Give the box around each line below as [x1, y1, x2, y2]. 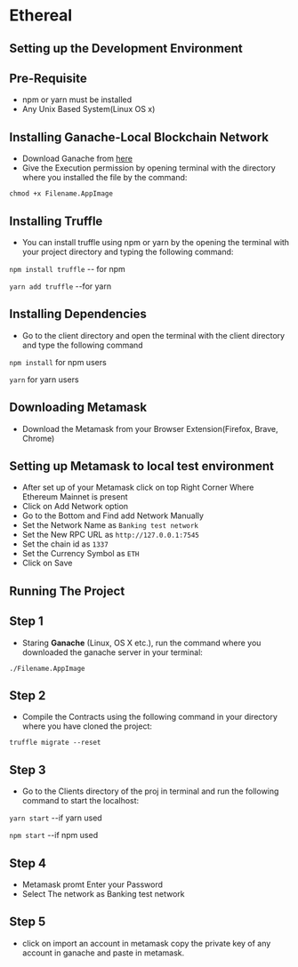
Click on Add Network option [21, 501, 129, 512]
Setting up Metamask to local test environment [9, 459, 274, 474]
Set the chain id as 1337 [21, 539, 109, 549]
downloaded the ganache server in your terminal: [21, 646, 203, 658]
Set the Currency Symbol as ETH [21, 548, 140, 559]
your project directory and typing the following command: [21, 246, 234, 258]
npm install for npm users [9, 356, 107, 367]
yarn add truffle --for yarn [9, 281, 112, 292]
